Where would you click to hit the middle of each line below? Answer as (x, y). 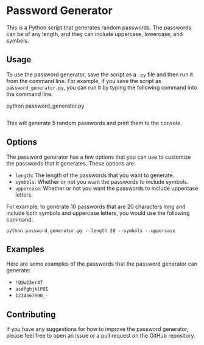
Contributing (31, 314)
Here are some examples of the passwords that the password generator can (102, 264)
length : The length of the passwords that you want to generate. (95, 175)
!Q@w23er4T (29, 283)
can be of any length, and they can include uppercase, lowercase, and (95, 34)
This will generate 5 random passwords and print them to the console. (94, 123)
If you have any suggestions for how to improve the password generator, (97, 329)
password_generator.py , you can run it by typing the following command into (102, 87)
